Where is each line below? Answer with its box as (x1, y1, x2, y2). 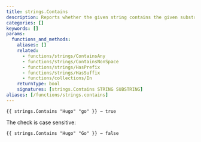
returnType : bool (17, 81, 60, 87)
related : (17, 48, 39, 54)
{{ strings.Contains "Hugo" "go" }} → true (6, 108, 117, 114)
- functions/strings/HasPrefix (22, 64, 100, 70)
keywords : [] (6, 25, 39, 32)
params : (6, 31, 26, 37)
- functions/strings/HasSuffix (22, 70, 100, 76)
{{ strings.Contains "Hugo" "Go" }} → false (6, 130, 119, 136)
